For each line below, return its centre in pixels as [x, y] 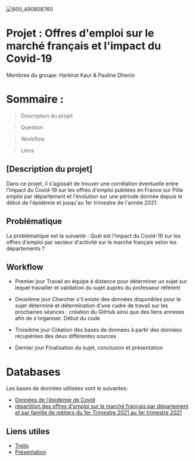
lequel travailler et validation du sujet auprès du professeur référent [97, 288]
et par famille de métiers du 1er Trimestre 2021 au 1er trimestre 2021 [98, 413]
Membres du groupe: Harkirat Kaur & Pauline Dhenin [71, 75]
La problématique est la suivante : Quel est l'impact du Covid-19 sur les [94, 236]
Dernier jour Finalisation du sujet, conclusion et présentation [89, 348]
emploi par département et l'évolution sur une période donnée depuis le [95, 196]
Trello [22, 446]
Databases [33, 372]
